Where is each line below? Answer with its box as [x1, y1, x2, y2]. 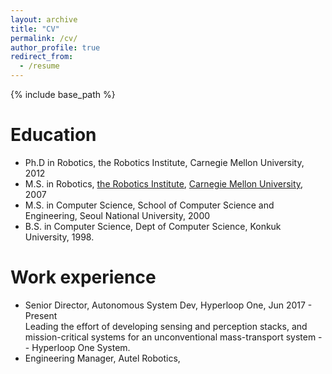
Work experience [10, 266, 157, 289]
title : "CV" [10, 24, 60, 34]
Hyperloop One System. [31, 341, 131, 353]
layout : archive [10, 14, 78, 25]
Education [10, 124, 97, 146]
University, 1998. [24, 231, 95, 243]
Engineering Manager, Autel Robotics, [24, 352, 181, 364]
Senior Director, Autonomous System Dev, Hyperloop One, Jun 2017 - [24, 299, 313, 311]
